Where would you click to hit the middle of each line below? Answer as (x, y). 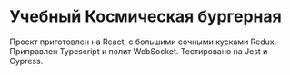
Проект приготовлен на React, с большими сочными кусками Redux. (143, 42)
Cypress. (26, 61)
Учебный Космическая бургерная (145, 17)
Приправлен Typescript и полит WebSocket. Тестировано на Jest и (139, 51)
